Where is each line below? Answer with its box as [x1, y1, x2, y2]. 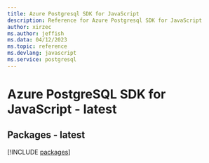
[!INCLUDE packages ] [7, 148, 71, 156]
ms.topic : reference [7, 43, 68, 50]
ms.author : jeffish [7, 30, 65, 37]
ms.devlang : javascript [7, 50, 77, 57]
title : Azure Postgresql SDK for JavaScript [7, 10, 140, 18]
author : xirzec [7, 23, 52, 30]
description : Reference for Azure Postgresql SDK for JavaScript [7, 17, 202, 24]
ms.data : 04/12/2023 [7, 37, 68, 44]
